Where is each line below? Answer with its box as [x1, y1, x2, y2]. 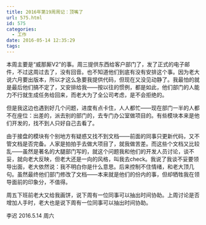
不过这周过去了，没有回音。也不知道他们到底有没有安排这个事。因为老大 [17, 68, 200, 75]
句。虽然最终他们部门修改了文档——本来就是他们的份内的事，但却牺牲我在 [6, 171, 194, 178]
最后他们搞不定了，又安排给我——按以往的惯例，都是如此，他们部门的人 [11, 83, 194, 90]
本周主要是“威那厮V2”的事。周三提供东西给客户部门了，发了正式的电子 [6, 61, 185, 68]
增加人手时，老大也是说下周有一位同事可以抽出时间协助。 [6, 199, 151, 206]
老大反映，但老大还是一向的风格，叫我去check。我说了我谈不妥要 [27, 155, 194, 163]
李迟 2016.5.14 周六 [6, 212, 55, 219]
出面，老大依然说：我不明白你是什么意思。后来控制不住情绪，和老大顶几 [11, 163, 194, 170]
